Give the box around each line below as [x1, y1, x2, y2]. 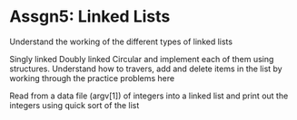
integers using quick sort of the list [9, 99, 140, 110]
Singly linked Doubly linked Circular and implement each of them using [9, 53, 274, 64]
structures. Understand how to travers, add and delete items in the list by [9, 63, 283, 74]
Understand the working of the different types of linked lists [9, 36, 233, 47]
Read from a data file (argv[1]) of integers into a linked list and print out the [9, 90, 289, 101]
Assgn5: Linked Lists [9, 6, 171, 27]
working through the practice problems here [9, 72, 175, 83]
